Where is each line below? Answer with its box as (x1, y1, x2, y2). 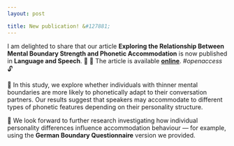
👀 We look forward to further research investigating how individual (7, 116, 198, 124)
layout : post (7, 10, 45, 17)
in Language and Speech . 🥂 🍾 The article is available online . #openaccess (7, 56, 222, 65)
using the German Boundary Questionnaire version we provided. (7, 131, 196, 139)
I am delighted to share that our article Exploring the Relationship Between (7, 42, 225, 50)
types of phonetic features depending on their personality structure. (7, 102, 203, 111)
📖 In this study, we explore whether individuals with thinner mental (7, 81, 198, 89)
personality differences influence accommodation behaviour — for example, (7, 123, 226, 132)
